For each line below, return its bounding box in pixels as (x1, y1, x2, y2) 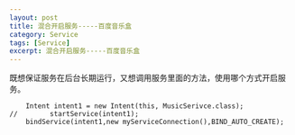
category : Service (9, 30, 78, 39)
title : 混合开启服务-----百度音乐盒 (9, 22, 133, 31)
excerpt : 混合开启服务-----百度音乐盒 (9, 47, 141, 56)
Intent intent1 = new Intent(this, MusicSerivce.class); (25, 102, 244, 111)
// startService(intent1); (9, 110, 140, 119)
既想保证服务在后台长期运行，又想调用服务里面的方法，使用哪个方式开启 (9, 73, 278, 84)
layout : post (9, 13, 59, 22)
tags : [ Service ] (9, 38, 70, 48)
